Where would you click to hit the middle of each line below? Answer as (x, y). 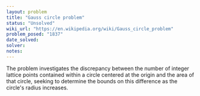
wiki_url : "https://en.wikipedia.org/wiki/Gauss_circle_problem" (90, 29)
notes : (14, 51)
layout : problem (27, 12)
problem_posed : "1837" (35, 34)
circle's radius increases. (37, 88)
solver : (16, 46)
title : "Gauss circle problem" (45, 18)
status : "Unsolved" (31, 23)
